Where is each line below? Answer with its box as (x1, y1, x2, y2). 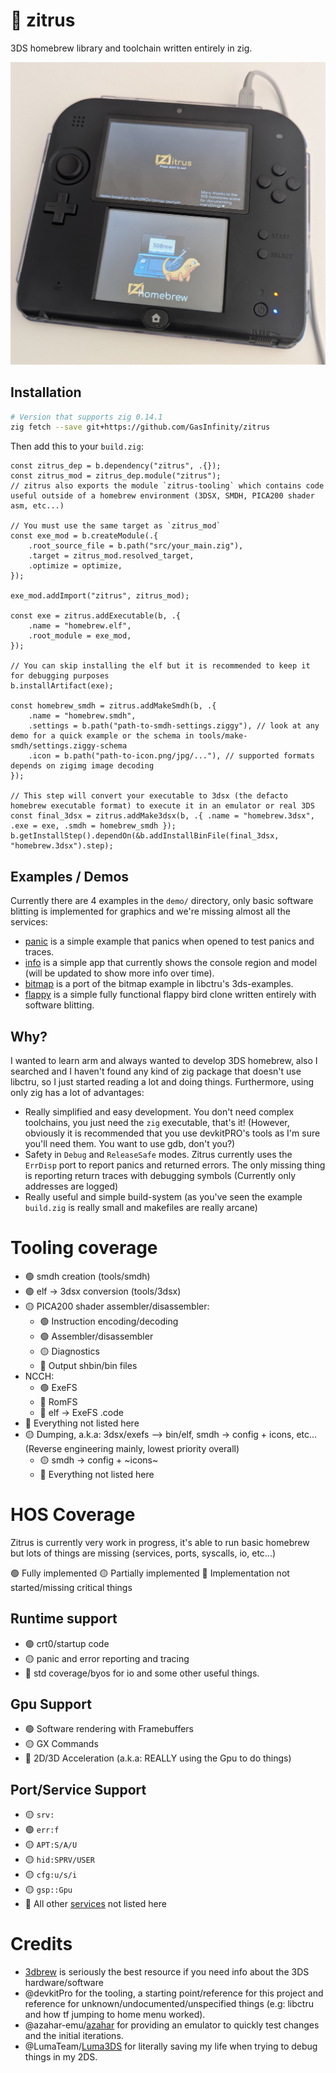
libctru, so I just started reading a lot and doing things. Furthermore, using (10, 1075, 315, 1088)
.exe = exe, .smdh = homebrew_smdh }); (10, 821, 177, 831)
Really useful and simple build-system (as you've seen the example (24, 1190, 303, 1203)
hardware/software (24, 1977, 104, 1989)
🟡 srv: (24, 1809, 55, 1821)
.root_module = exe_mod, (28, 631, 132, 641)
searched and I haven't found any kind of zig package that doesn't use (10, 1065, 302, 1077)
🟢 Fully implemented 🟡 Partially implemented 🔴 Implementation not (10, 1567, 290, 1579)
